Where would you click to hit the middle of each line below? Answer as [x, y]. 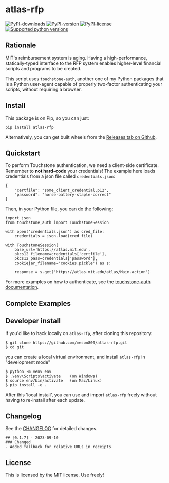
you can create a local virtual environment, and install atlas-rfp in [75, 357]
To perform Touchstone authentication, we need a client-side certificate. [82, 165]
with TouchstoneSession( [32, 245]
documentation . [22, 287]
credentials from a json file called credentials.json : [60, 176]
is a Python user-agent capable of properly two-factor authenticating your [84, 84]
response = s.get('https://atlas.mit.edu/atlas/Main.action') [82, 272]
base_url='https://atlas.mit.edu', [53, 250]
